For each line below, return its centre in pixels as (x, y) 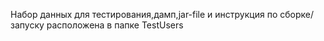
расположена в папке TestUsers (115, 25)
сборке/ (296, 14)
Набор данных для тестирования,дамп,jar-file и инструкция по (144, 14)
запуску (27, 25)
